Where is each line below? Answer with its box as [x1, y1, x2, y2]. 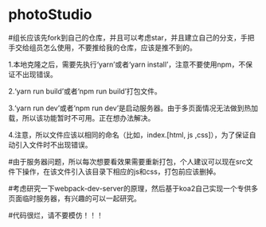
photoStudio [8, 6, 92, 24]
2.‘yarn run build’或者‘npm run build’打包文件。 [8, 86, 162, 96]
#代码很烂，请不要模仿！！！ [8, 210, 104, 220]
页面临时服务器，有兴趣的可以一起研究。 [8, 193, 141, 203]
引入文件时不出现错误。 [14, 140, 92, 149]
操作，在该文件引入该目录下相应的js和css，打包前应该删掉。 [22, 167, 221, 176]
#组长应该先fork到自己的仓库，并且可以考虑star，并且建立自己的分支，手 [8, 33, 248, 42]
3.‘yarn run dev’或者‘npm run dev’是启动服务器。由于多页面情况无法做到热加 [8, 103, 259, 113]
